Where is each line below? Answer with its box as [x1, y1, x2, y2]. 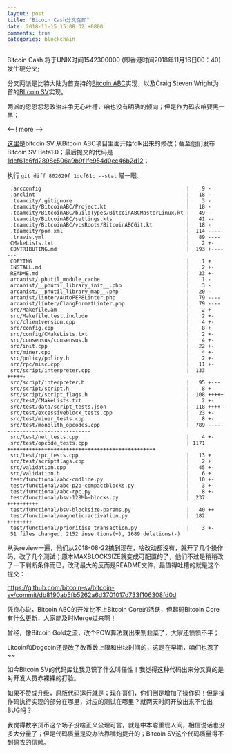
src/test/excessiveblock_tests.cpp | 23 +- [10, 409, 215, 416]
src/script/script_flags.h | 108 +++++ [10, 391, 224, 398]
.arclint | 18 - [10, 191, 212, 198]
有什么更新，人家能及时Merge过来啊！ [7, 614, 117, 622]
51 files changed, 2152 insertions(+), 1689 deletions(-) [10, 531, 181, 538]
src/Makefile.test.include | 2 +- [10, 312, 215, 319]
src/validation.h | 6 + [10, 470, 212, 477]
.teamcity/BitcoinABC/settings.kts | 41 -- [10, 215, 215, 222]
